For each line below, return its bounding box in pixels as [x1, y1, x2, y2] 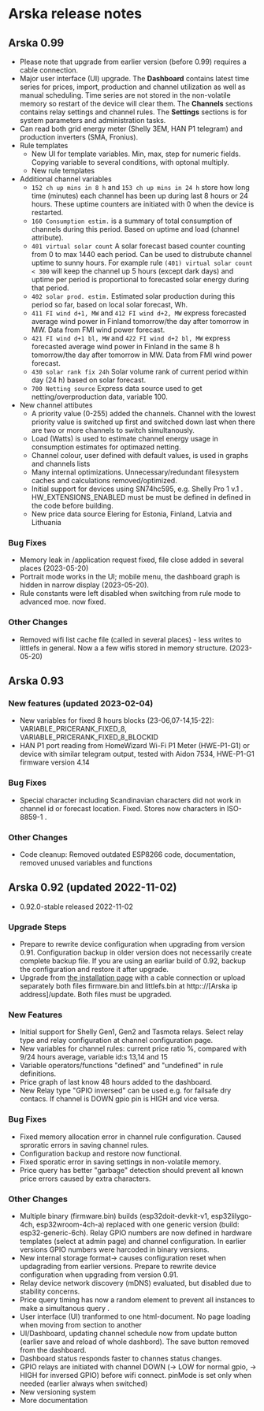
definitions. [19, 1069, 57, 1078]
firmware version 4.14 [19, 758, 91, 767]
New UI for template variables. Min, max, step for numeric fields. [31, 149, 241, 158]
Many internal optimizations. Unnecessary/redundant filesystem [31, 467, 240, 477]
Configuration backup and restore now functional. [19, 1149, 182, 1158]
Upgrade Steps [8, 921, 67, 933]
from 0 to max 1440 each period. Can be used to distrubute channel [31, 250, 252, 259]
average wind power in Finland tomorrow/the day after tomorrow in [31, 317, 250, 326]
